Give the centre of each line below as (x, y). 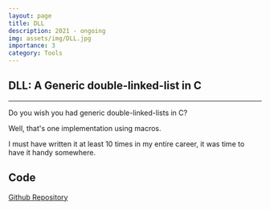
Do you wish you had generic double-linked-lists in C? (98, 113)
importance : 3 (32, 46)
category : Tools (35, 53)
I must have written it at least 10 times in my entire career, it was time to (127, 144)
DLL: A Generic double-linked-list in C (105, 86)
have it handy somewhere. (52, 152)
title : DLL (27, 23)
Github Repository (38, 197)
